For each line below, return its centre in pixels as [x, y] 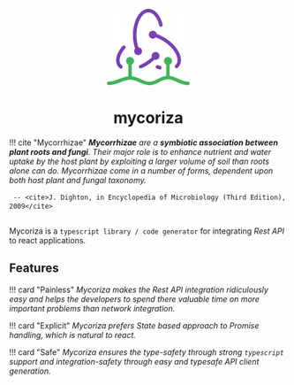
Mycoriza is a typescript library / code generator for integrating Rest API [147, 231]
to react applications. [48, 241]
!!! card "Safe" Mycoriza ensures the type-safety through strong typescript [147, 352]
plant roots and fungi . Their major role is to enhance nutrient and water [140, 151]
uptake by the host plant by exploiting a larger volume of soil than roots [139, 161]
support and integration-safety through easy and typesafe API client [134, 361]
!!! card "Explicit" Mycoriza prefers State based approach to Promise [134, 325]
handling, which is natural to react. [73, 335]
